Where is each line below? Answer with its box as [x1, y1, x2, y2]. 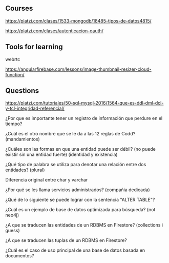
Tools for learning [5, 43, 63, 51]
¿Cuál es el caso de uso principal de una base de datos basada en [5, 247, 145, 253]
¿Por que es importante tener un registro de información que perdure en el [5, 115, 163, 122]
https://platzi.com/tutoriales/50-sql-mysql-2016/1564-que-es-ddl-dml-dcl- [5, 100, 164, 106]
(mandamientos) [5, 136, 40, 143]
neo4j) [5, 212, 19, 218]
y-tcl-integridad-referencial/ [5, 105, 65, 112]
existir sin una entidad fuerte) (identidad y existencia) [5, 151, 118, 158]
